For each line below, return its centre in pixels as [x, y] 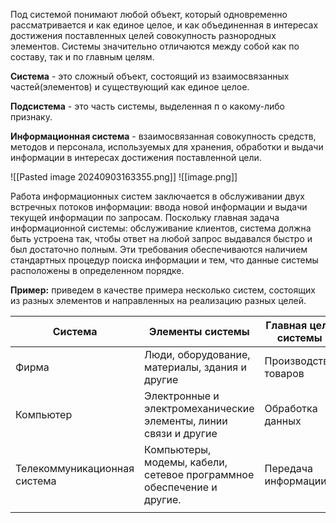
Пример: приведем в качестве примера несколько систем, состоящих [163, 290]
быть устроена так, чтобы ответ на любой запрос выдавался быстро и [161, 238]
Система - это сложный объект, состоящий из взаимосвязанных [150, 76]
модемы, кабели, [186, 462]
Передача [288, 468]
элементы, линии [186, 421]
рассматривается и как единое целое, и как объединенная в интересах [164, 25]
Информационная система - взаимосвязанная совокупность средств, [163, 136]
